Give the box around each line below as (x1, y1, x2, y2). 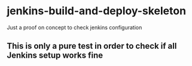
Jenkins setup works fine (7, 51, 103, 61)
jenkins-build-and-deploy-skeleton (7, 4, 187, 18)
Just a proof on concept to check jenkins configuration (7, 24, 142, 31)
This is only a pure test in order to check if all (7, 41, 177, 51)
